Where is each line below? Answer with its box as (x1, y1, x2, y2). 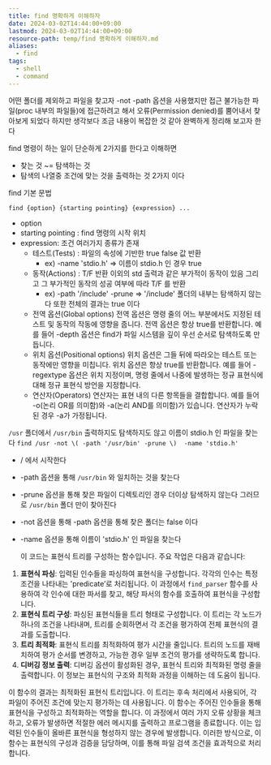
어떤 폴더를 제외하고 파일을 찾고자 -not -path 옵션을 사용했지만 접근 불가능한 (8, 95, 251, 105)
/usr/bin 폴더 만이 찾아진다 (28, 500, 117, 509)
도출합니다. (35, 630, 71, 639)
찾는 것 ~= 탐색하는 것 (19, 160, 91, 170)
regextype (32, 370, 67, 380)
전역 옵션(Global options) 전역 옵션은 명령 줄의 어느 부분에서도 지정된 (32, 309, 253, 319)
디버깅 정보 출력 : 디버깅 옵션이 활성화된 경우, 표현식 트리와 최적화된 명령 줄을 (19, 660, 262, 669)
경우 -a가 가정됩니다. (41, 410, 107, 420)
